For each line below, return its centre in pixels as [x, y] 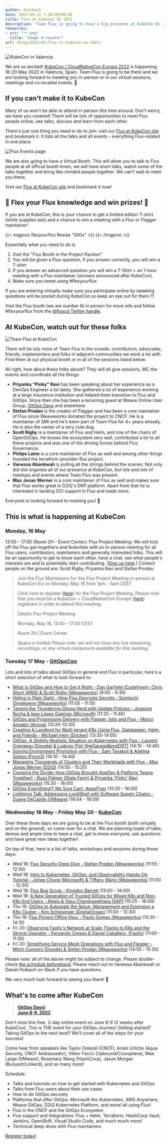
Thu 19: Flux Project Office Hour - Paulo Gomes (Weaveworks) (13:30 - [85, 918]
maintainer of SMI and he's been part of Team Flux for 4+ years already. [87, 422]
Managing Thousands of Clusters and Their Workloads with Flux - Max [85, 762]
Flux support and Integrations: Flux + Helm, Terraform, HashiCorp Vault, [86, 1116]
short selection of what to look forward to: [48, 677]
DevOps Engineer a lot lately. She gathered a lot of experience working [85, 390]
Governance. [26, 448]
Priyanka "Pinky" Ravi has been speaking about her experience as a [83, 384]
